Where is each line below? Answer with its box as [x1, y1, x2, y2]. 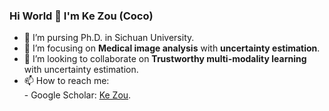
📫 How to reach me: [23, 75, 110, 87]
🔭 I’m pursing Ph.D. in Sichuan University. [23, 32, 195, 44]
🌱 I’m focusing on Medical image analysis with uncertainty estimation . [23, 42, 321, 54]
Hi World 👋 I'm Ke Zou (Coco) [9, 9, 154, 23]
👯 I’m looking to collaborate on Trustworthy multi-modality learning [23, 53, 307, 65]
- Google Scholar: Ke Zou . [23, 89, 132, 101]
